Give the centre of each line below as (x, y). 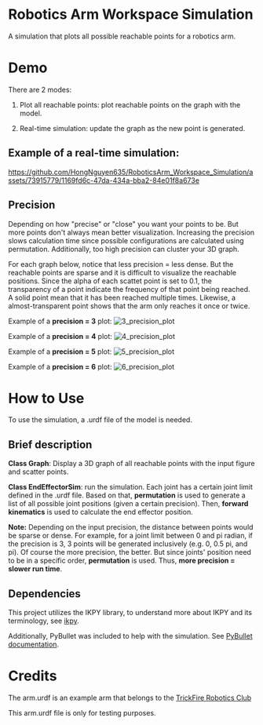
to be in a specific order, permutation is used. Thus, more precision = (122, 561)
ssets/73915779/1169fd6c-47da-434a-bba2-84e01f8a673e (104, 180)
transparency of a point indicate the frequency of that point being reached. (129, 289)
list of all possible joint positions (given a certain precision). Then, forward (128, 504)
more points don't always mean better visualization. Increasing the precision (131, 232)
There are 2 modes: (40, 89)
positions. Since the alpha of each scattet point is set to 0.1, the (110, 281)
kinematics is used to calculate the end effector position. (101, 512)
